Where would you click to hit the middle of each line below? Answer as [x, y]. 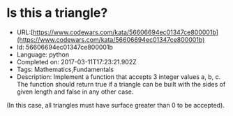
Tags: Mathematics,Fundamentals [65, 69]
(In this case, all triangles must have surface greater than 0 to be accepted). [115, 105]
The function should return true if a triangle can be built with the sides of [121, 84]
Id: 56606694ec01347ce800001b [65, 47]
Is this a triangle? [57, 13]
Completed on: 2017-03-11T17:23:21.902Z [76, 61]
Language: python [43, 55]
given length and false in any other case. [75, 92]
